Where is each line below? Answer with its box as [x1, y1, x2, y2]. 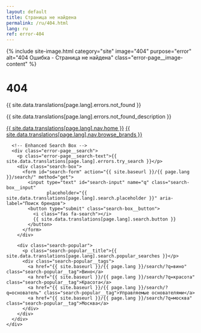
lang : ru [6, 25, 28, 32]
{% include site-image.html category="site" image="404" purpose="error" [6, 47, 191, 55]
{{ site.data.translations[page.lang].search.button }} [32, 216, 176, 222]
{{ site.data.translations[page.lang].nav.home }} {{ [6, 124, 131, 132]
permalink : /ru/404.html [6, 20, 69, 26]
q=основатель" [6, 290, 42, 296]
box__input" [6, 185, 36, 191]
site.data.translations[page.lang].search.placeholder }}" [6, 195, 158, 201]
